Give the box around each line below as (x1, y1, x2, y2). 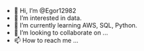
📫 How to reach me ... (13, 37, 79, 44)
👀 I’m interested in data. (13, 14, 82, 22)
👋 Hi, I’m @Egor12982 (13, 7, 77, 14)
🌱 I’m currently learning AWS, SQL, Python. (13, 21, 138, 29)
